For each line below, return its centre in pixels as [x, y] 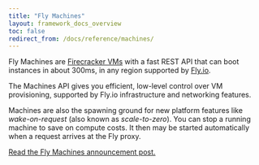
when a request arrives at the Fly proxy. [75, 137]
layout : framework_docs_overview [65, 24]
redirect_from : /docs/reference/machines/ [81, 39]
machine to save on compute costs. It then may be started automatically [129, 128]
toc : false [27, 31]
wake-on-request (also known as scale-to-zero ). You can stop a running [130, 119]
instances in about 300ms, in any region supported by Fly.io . [110, 71]
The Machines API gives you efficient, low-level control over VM [116, 86]
